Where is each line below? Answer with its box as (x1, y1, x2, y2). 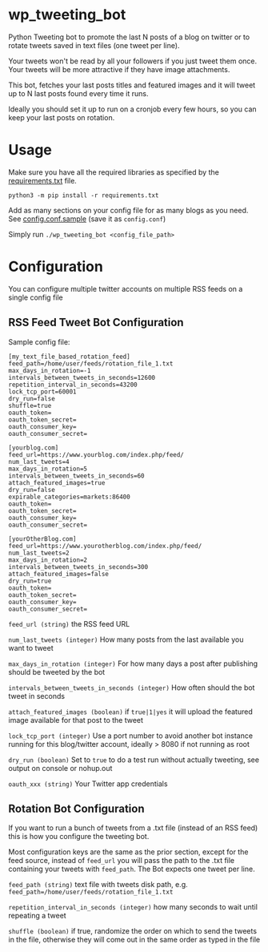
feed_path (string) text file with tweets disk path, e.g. (8, 880, 188, 889)
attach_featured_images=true (8, 478, 106, 486)
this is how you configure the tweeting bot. (8, 832, 150, 841)
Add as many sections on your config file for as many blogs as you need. (8, 205, 249, 215)
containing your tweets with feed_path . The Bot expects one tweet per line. (8, 864, 255, 874)
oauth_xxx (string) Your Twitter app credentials (8, 779, 168, 789)
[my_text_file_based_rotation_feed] (8, 353, 130, 361)
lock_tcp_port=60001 (8, 387, 78, 396)
